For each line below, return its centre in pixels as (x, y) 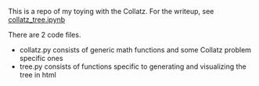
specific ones (41, 58)
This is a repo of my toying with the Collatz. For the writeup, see (111, 11)
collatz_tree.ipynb (37, 20)
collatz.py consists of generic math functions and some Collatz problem (135, 50)
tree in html (38, 75)
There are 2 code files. (45, 35)
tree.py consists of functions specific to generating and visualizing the (133, 66)
